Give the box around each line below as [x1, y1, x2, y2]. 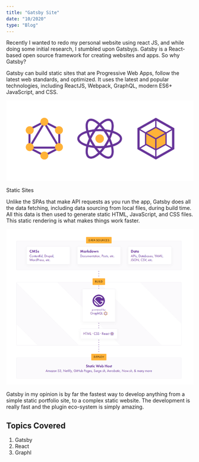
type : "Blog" [6, 22, 39, 28]
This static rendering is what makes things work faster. [6, 217, 140, 224]
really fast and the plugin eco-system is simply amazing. [6, 403, 144, 410]
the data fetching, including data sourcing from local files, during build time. [6, 205, 192, 212]
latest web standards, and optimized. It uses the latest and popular [6, 76, 169, 83]
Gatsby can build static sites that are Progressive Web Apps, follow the [6, 70, 179, 77]
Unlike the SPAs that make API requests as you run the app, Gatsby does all [6, 198, 191, 205]
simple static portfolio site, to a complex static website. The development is [6, 397, 190, 404]
